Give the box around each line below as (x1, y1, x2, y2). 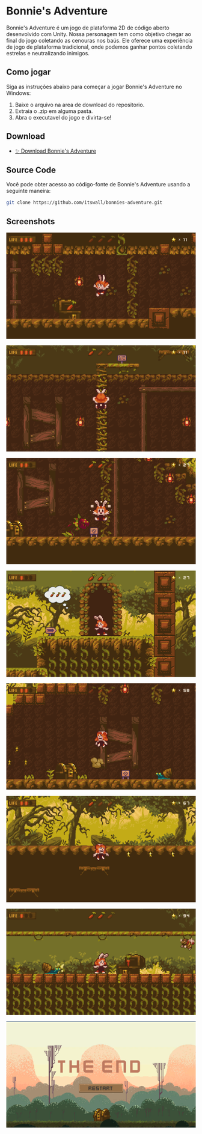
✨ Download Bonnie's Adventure (14, 147, 96, 154)
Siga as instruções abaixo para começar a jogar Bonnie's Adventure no (6, 83, 182, 90)
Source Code (6, 165, 56, 175)
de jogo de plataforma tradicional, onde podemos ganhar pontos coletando (6, 43, 192, 50)
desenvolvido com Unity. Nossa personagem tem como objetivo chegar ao (6, 30, 191, 37)
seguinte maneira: (6, 187, 51, 195)
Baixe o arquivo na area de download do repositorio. (14, 101, 145, 108)
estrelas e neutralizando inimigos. (6, 49, 90, 56)
